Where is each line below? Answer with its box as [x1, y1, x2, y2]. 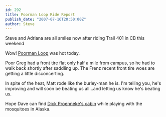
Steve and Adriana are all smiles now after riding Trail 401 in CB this [5, 35, 145, 41]
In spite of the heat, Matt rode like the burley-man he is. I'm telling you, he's [5, 80, 161, 86]
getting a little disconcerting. [5, 71, 64, 77]
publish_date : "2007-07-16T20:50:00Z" [5, 17, 86, 22]
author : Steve [5, 21, 35, 27]
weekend [5, 41, 24, 47]
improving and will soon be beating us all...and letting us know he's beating [5, 86, 160, 92]
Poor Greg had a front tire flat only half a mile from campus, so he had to [5, 60, 155, 66]
